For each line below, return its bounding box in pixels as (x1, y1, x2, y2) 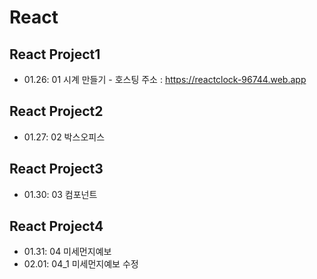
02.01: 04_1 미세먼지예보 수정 (23, 258, 139, 270)
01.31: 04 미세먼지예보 (23, 246, 112, 258)
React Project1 (9, 46, 101, 63)
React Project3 (9, 161, 104, 178)
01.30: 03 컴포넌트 (23, 188, 98, 200)
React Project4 (9, 218, 104, 235)
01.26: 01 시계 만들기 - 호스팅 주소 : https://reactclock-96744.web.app (23, 74, 307, 85)
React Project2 (9, 103, 104, 120)
